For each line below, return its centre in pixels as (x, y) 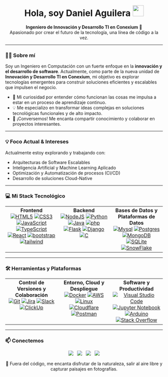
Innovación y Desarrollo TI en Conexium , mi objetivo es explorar (72, 77)
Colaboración (31, 295)
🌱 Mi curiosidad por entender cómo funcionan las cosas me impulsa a (84, 97)
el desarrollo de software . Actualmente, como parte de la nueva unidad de (82, 71)
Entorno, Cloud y (84, 282)
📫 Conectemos (24, 341)
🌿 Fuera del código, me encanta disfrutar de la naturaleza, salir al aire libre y (84, 364)
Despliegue (84, 289)
